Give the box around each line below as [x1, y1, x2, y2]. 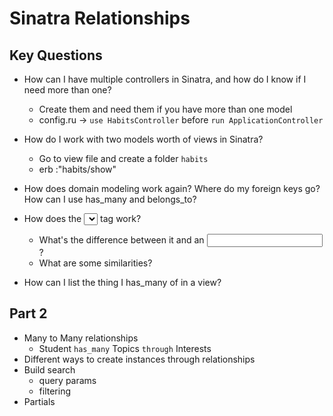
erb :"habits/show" [38, 163, 117, 175]
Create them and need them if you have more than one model [38, 103, 293, 115]
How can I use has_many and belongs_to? [23, 193, 197, 205]
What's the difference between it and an [38, 234, 205, 246]
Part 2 [9, 305, 48, 322]
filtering [38, 385, 72, 397]
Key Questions [9, 47, 103, 64]
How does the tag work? [23, 213, 142, 224]
